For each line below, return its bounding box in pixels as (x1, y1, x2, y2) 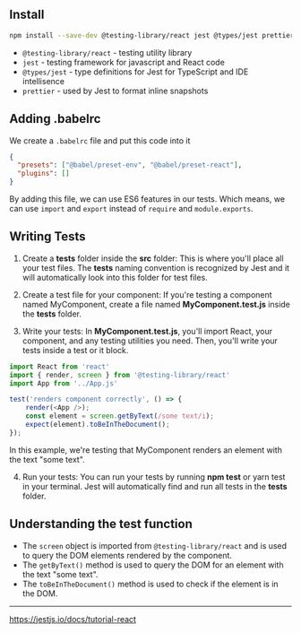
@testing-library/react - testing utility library (21, 47, 193, 57)
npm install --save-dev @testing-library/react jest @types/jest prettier (9, 30, 295, 39)
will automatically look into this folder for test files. (21, 272, 208, 282)
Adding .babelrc (9, 111, 101, 126)
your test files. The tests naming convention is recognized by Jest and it (21, 262, 289, 273)
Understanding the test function (9, 516, 193, 532)
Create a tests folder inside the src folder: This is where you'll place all (21, 253, 284, 264)
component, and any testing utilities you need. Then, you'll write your (21, 335, 278, 346)
